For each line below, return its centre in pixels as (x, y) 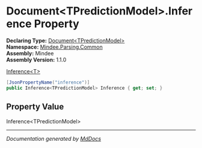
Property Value (35, 107)
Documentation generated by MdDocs (54, 138)
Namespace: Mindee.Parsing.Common (55, 47)
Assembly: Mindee (30, 53)
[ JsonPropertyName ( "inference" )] (48, 82)
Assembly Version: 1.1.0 (36, 60)
